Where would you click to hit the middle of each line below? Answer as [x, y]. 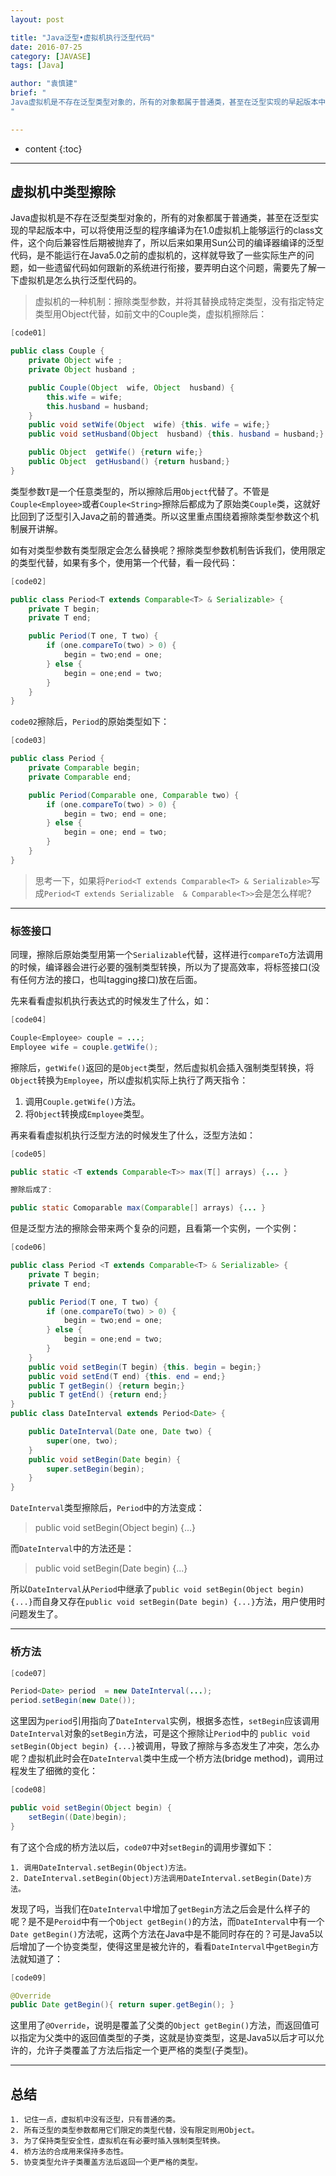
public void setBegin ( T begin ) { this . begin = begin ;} [145, 1367]
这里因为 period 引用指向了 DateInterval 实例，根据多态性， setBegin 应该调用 [165, 1721]
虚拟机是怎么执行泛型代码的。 [80, 280]
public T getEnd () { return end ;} [98, 1395]
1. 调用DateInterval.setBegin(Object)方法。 [101, 1867]
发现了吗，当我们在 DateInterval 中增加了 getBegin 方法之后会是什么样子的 [160, 1908]
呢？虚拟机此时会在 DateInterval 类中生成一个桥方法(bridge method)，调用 [162, 1758]
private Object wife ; [75, 361]
